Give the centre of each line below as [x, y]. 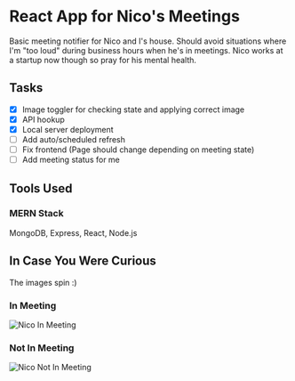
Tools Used [41, 188]
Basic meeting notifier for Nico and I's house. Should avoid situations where [148, 41]
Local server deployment [68, 129]
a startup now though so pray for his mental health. [103, 60]
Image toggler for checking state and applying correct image [133, 109]
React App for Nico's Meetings [124, 16]
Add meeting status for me [71, 160]
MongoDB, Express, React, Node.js [73, 232]
